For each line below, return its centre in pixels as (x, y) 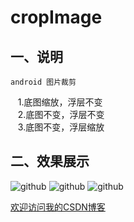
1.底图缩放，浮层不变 (60, 102)
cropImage (56, 17)
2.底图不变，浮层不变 (61, 114)
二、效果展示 (50, 161)
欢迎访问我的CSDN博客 (58, 207)
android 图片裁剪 (43, 82)
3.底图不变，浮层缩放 (61, 127)
